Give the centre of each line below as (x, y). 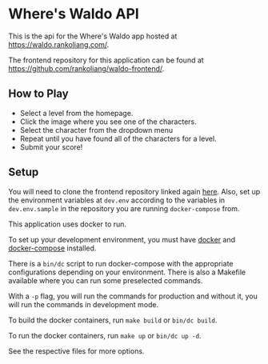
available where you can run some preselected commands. (106, 280)
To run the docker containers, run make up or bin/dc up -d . (105, 335)
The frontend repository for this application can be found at (106, 60)
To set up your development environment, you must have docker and (122, 239)
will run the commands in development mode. (84, 304)
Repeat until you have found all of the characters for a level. (118, 138)
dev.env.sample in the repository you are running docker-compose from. (124, 208)
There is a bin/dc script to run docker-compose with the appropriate (121, 263)
